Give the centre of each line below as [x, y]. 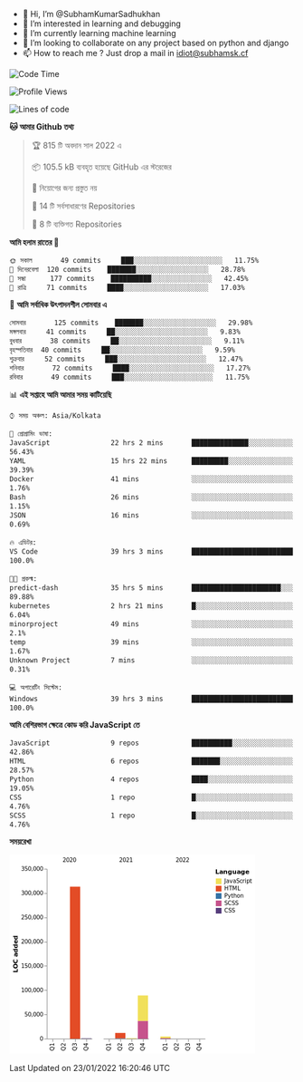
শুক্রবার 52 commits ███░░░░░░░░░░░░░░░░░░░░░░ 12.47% [126, 359]
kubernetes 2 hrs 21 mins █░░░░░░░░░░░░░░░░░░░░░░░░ [151, 606]
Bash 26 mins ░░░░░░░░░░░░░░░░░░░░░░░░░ [151, 498]
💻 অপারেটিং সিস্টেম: [36, 688]
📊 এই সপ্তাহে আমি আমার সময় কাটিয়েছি [61, 395]
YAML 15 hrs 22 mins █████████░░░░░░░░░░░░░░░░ [151, 461]
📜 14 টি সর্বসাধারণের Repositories [83, 206]
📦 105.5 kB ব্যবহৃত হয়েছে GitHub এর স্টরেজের [101, 167]
